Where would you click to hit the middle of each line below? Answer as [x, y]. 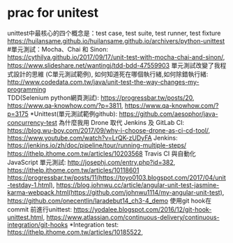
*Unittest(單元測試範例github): [74, 114]
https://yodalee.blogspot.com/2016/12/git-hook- [142, 209]
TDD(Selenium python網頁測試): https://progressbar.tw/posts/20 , [101, 97]
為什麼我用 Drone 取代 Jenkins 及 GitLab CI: [121, 122]
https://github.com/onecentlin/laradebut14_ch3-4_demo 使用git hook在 [109, 200]
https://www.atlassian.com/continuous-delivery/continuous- [133, 217]
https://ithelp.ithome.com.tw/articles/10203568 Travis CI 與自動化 [102, 153]
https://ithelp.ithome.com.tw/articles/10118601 [73, 170]
